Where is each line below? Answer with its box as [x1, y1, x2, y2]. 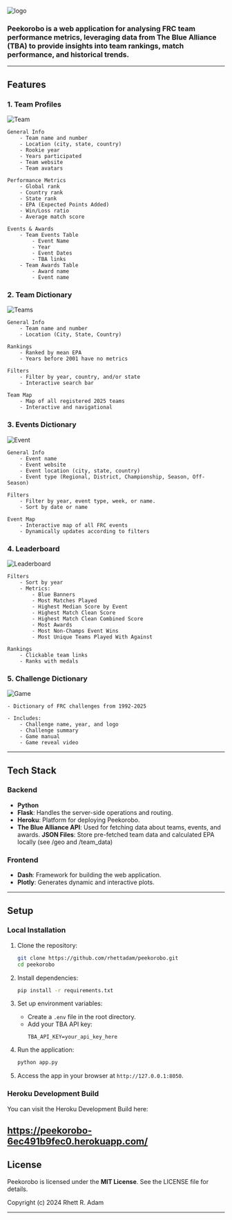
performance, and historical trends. [7, 49, 130, 59]
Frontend [7, 855, 39, 865]
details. [7, 1185, 28, 1193]
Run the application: [17, 1046, 75, 1054]
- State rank [19, 195, 57, 202]
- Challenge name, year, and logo [19, 721, 119, 728]
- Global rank [19, 183, 60, 190]
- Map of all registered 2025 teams [19, 398, 126, 405]
